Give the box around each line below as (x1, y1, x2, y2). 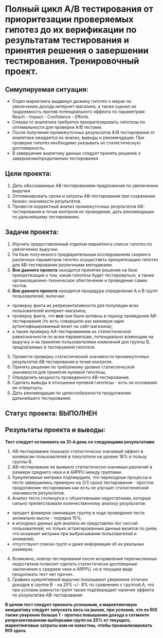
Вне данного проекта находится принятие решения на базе (12, 267, 138, 273)
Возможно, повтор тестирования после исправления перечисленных (12, 555, 157, 561)
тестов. (12, 282, 28, 288)
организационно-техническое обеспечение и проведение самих (12, 277, 148, 283)
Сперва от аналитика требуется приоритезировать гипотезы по (12, 119, 145, 125)
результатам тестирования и (5, 35, 129, 46)
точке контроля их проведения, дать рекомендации (46, 208, 154, 214)
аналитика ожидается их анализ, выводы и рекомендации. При (12, 135, 145, 140)
